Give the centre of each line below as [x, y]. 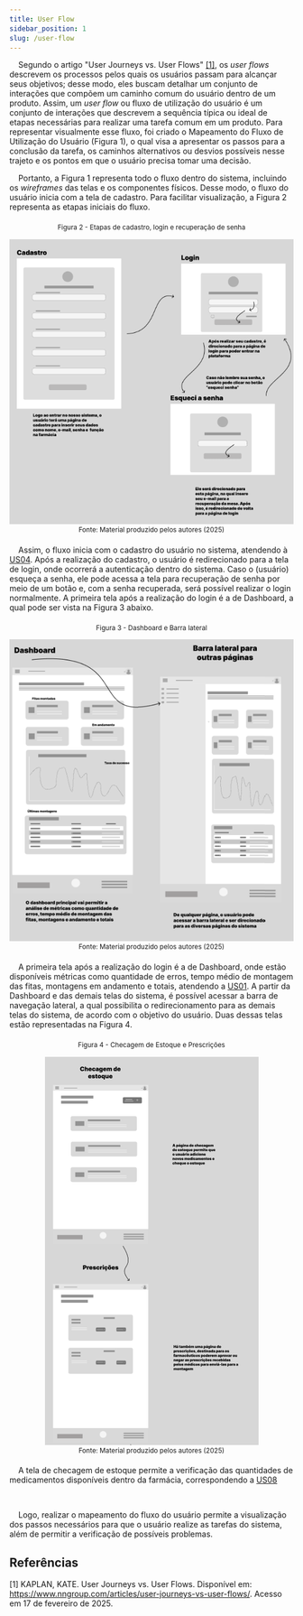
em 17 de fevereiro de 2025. [61, 1603]
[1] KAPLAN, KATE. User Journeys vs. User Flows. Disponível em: [131, 1584]
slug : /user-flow [42, 38]
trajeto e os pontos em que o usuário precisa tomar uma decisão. [130, 161]
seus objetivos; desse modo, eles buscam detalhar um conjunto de [134, 84]
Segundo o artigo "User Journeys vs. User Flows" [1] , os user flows [143, 65]
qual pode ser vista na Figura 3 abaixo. [82, 607]
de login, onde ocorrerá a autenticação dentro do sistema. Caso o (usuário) [149, 569]
